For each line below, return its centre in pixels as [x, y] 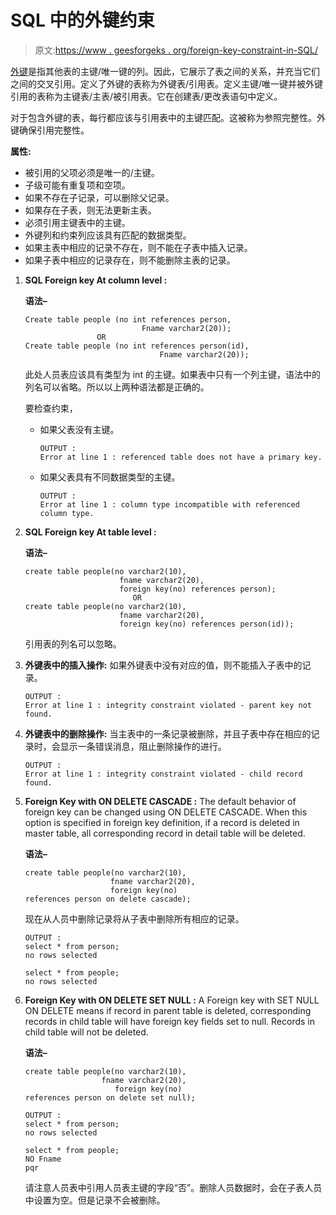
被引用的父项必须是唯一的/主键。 [92, 172]
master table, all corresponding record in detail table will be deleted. [165, 833]
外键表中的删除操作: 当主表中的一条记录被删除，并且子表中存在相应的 [168, 733]
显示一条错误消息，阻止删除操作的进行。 [143, 746]
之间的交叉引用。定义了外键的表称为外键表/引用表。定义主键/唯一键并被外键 [167, 83]
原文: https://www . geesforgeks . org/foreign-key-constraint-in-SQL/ [176, 50]
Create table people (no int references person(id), [137, 346]
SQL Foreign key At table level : [90, 532]
